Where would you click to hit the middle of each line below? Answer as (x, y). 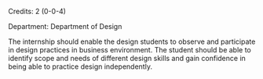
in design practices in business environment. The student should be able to (130, 50)
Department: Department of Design (65, 26)
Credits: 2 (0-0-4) (37, 11)
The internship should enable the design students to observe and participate (132, 41)
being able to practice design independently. (80, 66)
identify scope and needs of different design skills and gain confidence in (127, 58)
